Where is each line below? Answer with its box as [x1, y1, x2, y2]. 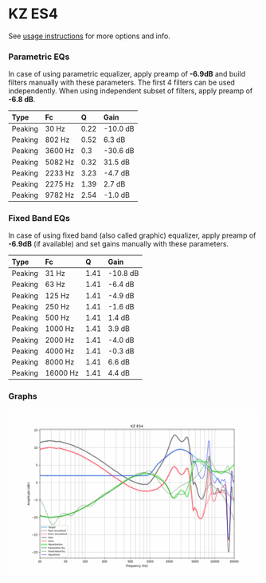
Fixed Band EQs [8, 212, 70, 223]
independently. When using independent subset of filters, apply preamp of [8, 86, 253, 96]
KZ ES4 [8, 5, 58, 23]
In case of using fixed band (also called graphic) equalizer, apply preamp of [8, 230, 256, 240]
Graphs [8, 390, 37, 401]
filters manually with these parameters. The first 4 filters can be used [8, 77, 235, 88]
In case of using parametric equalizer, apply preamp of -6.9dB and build [8, 69, 246, 79]
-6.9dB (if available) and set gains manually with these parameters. [8, 239, 229, 249]
